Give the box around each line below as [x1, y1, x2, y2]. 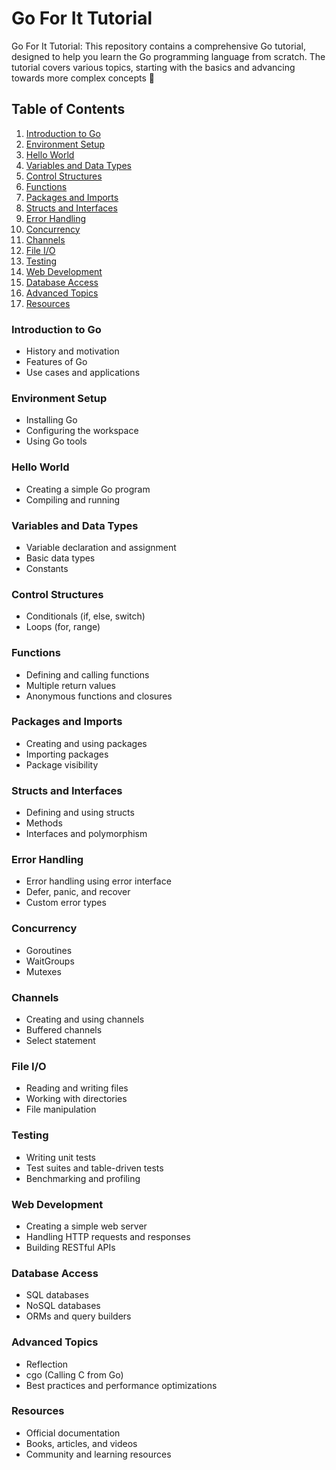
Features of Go [25, 356, 88, 368]
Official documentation [25, 1427, 121, 1439]
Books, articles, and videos [25, 1437, 138, 1449]
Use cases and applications [25, 367, 141, 379]
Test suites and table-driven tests [25, 1162, 164, 1174]
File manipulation [25, 1103, 97, 1116]
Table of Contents [11, 101, 126, 118]
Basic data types [25, 552, 96, 564]
